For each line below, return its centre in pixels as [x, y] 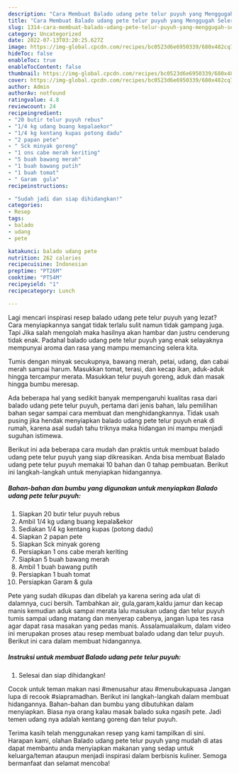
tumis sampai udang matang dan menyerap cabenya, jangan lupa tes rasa [116, 618]
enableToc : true [32, 60]
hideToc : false [30, 54]
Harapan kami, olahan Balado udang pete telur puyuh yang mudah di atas [115, 740]
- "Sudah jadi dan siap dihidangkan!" [65, 199]
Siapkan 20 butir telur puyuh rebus [69, 513]
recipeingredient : [35, 113]
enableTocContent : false [45, 67]
